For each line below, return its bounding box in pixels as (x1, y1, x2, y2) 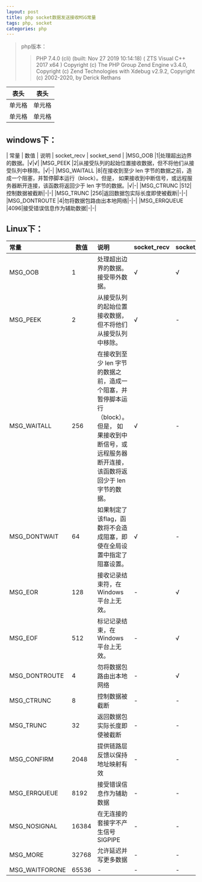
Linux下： (6, 224, 43, 234)
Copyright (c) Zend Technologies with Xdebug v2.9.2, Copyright (35, 67, 195, 75)
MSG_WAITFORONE (9, 865, 66, 874)
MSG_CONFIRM (9, 755, 54, 763)
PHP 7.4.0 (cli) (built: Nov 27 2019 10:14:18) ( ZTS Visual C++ (35, 55, 186, 62)
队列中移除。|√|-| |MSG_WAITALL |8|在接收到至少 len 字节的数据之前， (11, 167, 187, 175)
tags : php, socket (6, 20, 52, 26)
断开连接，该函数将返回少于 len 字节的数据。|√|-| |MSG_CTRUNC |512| (16, 182, 192, 190)
